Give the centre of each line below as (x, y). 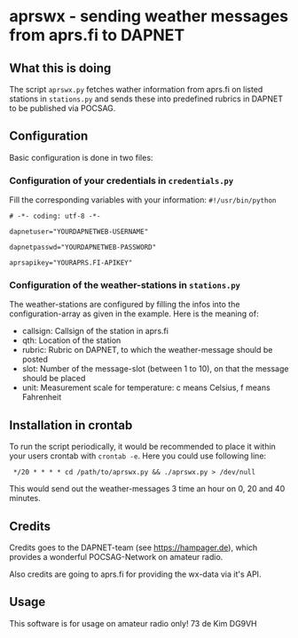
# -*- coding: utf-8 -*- (55, 216)
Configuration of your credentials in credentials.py (122, 180)
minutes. (25, 498)
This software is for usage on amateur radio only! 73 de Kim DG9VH (133, 623)
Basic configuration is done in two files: (81, 157)
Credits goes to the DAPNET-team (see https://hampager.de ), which (133, 547)
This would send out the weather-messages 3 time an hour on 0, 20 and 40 (147, 489)
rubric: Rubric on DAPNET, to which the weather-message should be (147, 350)
